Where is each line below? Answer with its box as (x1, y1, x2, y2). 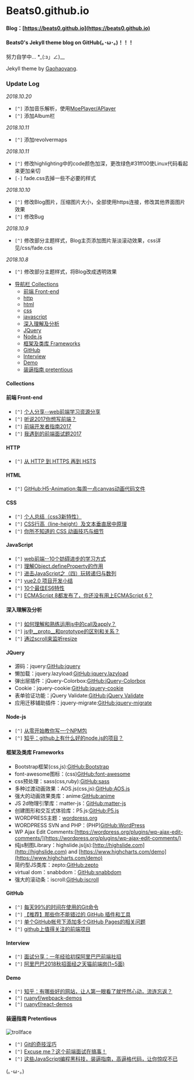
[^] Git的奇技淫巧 (14, 1040, 57, 1048)
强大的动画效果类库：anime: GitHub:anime (14, 792, 115, 799)
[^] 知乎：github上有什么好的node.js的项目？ (14, 734, 124, 742)
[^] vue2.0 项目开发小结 (14, 577, 73, 584)
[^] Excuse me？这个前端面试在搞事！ (14, 1048, 107, 1055)
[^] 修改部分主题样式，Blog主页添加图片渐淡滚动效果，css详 (14, 237, 161, 244)
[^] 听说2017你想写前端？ (14, 415, 77, 423)
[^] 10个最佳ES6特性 (14, 584, 65, 591)
